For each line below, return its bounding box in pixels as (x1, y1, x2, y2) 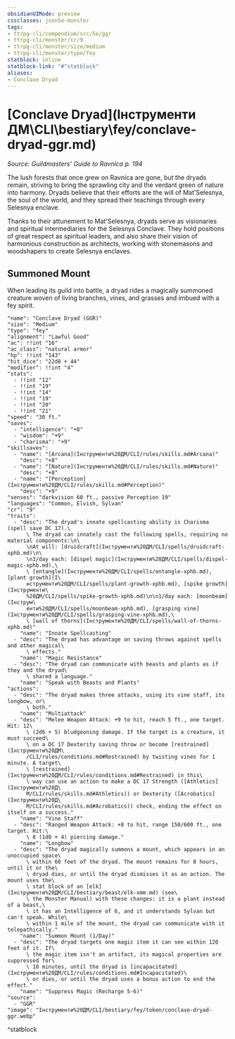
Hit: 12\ (7, 723, 33, 730)
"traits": (7, 512, 37, 519)
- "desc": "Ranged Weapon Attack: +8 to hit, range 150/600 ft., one (13, 822, 222, 829)
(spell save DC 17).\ (7, 525, 71, 532)
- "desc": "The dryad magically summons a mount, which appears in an (13, 846, 225, 853)
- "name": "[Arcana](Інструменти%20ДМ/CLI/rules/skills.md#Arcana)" (13, 451, 219, 458)
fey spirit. (7, 301, 35, 310)
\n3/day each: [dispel (25, 555, 93, 563)
